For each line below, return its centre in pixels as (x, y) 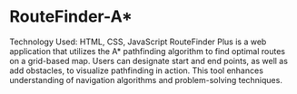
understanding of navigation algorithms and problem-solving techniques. (146, 80)
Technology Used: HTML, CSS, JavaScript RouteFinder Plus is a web (138, 42)
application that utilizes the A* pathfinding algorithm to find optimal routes (148, 51)
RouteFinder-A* (71, 17)
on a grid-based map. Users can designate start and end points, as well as (149, 61)
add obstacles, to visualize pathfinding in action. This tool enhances (136, 70)
